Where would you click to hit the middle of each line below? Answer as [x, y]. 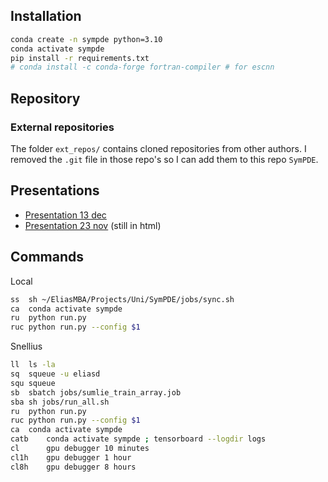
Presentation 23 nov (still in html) [93, 225]
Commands [47, 257]
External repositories [62, 127]
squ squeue [33, 383]
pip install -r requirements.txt [80, 58]
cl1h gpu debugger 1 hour [71, 457]
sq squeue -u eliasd [55, 374]
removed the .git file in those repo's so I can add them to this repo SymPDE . [164, 159]
